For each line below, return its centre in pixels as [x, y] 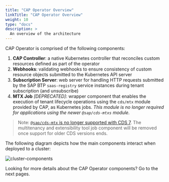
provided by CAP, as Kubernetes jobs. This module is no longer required [88, 107]
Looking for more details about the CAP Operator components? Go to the [82, 168]
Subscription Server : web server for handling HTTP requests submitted [88, 80]
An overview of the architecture [45, 34]
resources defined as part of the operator [56, 64]
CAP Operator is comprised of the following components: [65, 48]
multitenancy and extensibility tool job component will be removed [87, 128]
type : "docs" [19, 24]
